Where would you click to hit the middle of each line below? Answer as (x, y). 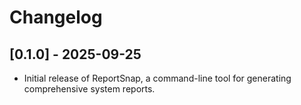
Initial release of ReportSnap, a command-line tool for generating (157, 78)
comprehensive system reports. (89, 89)
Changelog (56, 17)
